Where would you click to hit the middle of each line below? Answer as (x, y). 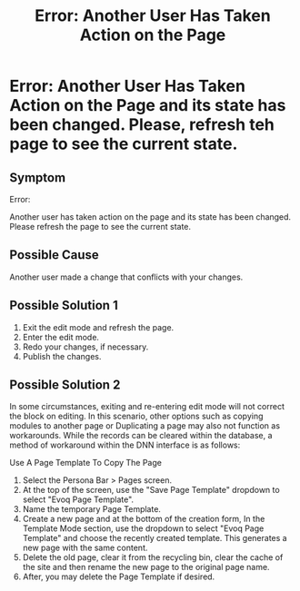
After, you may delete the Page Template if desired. (119, 576)
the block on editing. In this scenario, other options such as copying (136, 416)
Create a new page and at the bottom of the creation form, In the (144, 519)
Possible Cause (55, 255)
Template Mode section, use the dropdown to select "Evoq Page (143, 528)
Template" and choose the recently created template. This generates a (155, 538)
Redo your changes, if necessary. (85, 347)
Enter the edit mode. (61, 337)
